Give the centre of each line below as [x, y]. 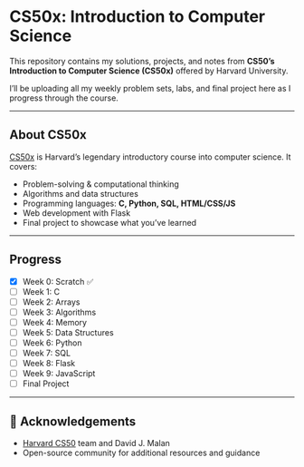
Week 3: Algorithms [59, 312]
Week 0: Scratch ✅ [58, 281]
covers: [24, 166]
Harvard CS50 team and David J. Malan [96, 443]
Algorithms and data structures [80, 193]
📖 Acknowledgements [73, 421]
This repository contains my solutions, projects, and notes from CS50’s [142, 61]
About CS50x [48, 135]
